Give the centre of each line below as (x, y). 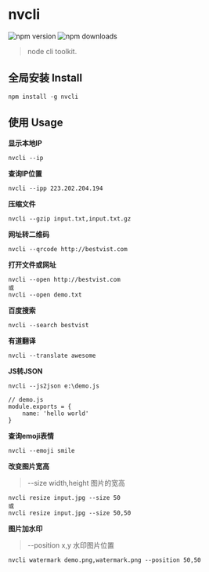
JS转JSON (25, 371)
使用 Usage (36, 123)
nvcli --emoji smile (42, 450)
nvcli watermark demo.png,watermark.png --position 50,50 (104, 560)
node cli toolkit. (52, 51)
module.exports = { (40, 406)
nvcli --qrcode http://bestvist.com (68, 249)
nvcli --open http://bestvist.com (65, 279)
